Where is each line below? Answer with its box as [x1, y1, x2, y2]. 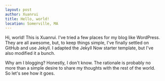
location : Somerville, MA [5, 21, 58, 26]
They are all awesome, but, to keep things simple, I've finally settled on [5, 40, 149, 46]
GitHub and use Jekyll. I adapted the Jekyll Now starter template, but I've [5, 45, 154, 51]
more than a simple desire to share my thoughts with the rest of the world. [5, 65, 156, 71]
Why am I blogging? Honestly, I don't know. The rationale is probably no [5, 60, 151, 66]
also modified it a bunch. [5, 50, 55, 56]
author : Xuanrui [5, 12, 38, 17]
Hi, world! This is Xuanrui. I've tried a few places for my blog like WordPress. [5, 35, 160, 40]
